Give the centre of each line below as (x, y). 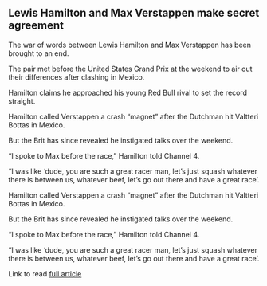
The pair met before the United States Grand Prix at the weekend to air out (130, 69)
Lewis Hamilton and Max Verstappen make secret (134, 13)
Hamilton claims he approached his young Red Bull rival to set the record (128, 92)
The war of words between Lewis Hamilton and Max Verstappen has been (130, 45)
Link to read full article (45, 273)
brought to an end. (39, 53)
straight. (22, 101)
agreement (36, 26)
